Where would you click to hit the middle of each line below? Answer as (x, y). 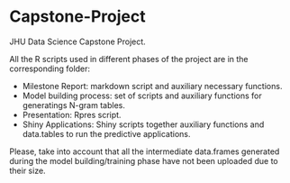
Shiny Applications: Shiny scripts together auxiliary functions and (143, 124)
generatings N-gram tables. (74, 105)
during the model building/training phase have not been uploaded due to (144, 160)
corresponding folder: (50, 69)
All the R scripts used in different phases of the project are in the (129, 59)
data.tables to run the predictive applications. (106, 133)
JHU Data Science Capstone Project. (77, 41)
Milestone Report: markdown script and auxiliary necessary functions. (152, 86)
